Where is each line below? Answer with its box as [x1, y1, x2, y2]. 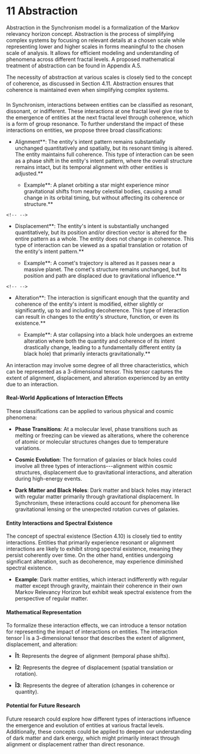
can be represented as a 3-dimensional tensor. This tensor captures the [6, 368, 183, 375]
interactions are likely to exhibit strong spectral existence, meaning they [6, 545, 183, 553]
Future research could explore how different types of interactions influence [6, 715, 191, 722]
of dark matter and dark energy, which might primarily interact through [6, 734, 180, 741]
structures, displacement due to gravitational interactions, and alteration [14, 469, 192, 476]
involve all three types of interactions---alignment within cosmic [14, 463, 173, 470]
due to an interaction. [6, 380, 59, 387]
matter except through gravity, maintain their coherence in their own [14, 582, 183, 589]
